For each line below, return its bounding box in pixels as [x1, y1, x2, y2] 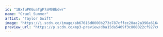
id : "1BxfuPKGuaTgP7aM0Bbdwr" [5, 7, 66, 12]
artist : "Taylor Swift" [5, 16, 53, 21]
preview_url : [5, 25, 32, 30]
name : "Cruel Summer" [5, 12, 49, 16]
